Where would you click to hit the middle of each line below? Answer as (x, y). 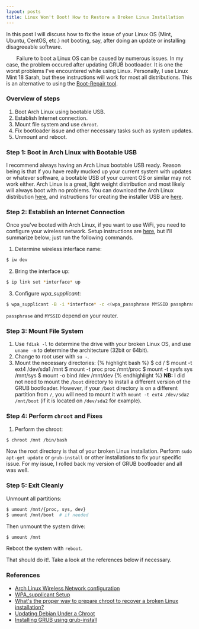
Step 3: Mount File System (45, 331)
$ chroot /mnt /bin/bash (37, 440)
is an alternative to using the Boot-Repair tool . (62, 83)
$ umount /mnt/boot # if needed (47, 515)
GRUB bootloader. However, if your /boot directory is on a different (96, 388)
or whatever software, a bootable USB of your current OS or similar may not (99, 178)
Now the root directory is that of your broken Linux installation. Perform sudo (99, 451)
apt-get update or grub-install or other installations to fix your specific (94, 458)
